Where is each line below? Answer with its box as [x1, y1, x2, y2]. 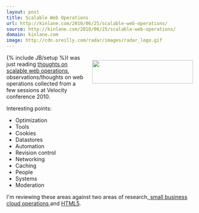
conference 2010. [6, 93, 51, 100]
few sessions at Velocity [6, 87, 68, 93]
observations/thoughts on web [6, 74, 84, 81]
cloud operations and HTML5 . [6, 200, 81, 207]
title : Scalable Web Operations [6, 15, 89, 21]
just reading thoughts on [6, 60, 68, 68]
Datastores [15, 136, 43, 143]
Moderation [15, 181, 45, 189]
